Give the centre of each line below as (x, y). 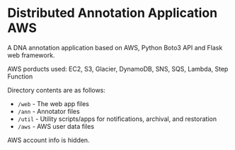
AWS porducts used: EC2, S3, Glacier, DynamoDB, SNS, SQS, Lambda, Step (118, 69)
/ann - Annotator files (48, 111)
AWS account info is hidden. (48, 140)
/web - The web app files (53, 103)
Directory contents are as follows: (57, 90)
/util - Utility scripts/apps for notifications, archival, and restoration (117, 119)
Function (20, 76)
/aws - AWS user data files (56, 126)
